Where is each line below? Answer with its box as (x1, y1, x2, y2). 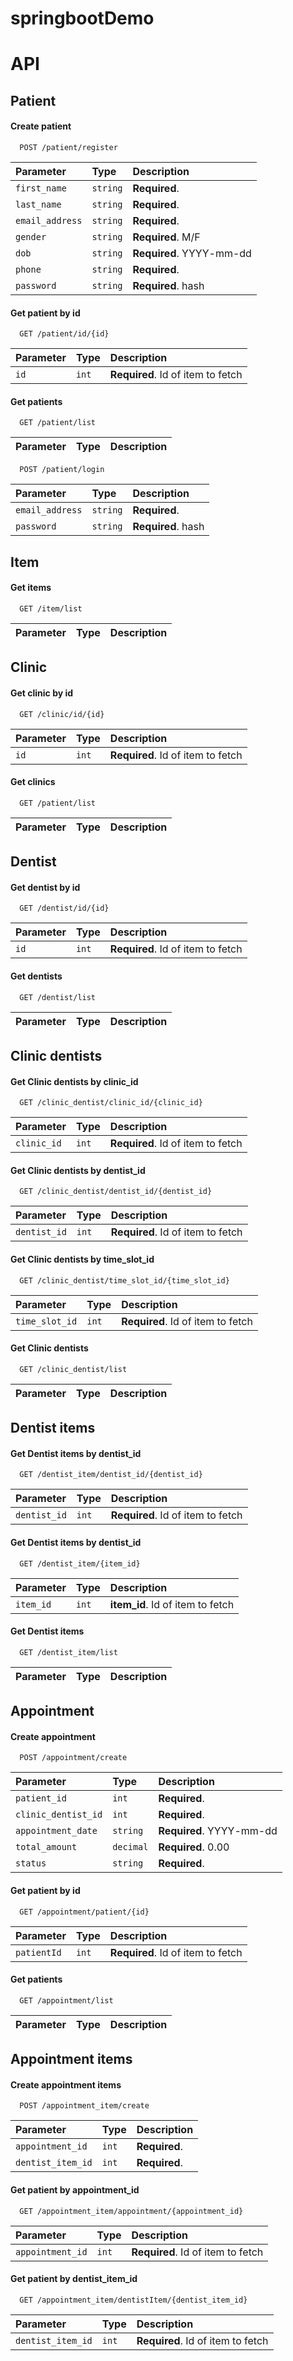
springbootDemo (10, 7, 155, 30)
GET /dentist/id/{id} (19, 903, 110, 914)
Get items (10, 582, 52, 594)
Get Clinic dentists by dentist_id (10, 1164, 146, 1176)
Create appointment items (10, 2078, 122, 2091)
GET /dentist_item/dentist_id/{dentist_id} (19, 1470, 203, 1480)
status (15, 1858, 47, 1869)
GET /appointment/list (19, 1995, 114, 2006)
